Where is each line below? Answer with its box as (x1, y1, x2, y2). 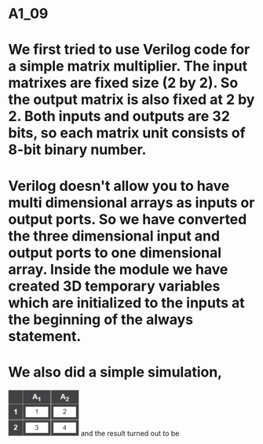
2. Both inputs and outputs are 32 (8, 108, 230, 126)
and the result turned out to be (80, 428, 180, 438)
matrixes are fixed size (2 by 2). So (8, 74, 239, 92)
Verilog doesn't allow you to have (8, 177, 230, 195)
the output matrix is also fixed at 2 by (8, 91, 255, 108)
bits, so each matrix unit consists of (8, 124, 246, 142)
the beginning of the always (8, 310, 194, 328)
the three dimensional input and (8, 227, 221, 244)
